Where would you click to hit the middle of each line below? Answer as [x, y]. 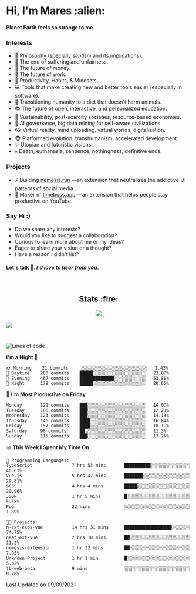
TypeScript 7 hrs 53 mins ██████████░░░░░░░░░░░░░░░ [98, 465]
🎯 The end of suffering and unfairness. [61, 62]
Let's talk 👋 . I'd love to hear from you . [53, 268]
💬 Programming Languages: [38, 460]
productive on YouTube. [43, 201]
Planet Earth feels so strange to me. [50, 27]
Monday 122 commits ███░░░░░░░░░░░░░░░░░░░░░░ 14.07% [87, 405]
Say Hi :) [18, 216]
